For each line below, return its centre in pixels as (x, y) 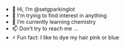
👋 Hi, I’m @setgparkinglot (43, 9)
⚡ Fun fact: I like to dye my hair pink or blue (66, 37)
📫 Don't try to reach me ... (45, 29)
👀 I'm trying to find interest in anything (59, 15)
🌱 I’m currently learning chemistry (54, 22)
